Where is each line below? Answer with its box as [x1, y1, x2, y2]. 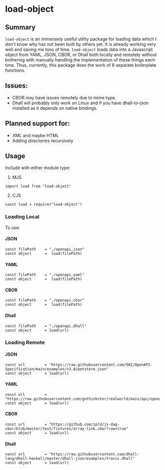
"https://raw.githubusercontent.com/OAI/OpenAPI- [49, 362, 153, 367]
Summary [5, 23, 36, 31]
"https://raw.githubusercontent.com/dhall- [49, 452, 139, 457]
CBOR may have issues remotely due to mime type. [12, 94, 116, 100]
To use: [5, 225, 21, 231]
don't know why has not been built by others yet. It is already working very [5, 41, 156, 47]
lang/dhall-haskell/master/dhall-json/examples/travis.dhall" [5, 456, 135, 461]
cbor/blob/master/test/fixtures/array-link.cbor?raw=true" [5, 426, 129, 431]
